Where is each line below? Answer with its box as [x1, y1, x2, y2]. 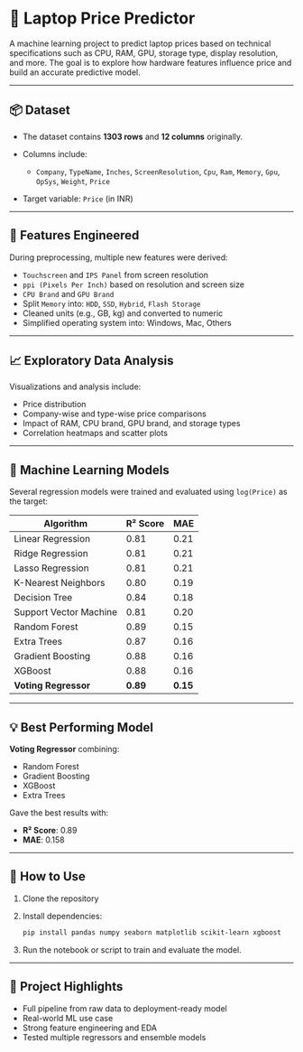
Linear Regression [14, 533, 91, 545]
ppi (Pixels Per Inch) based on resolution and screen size [22, 279, 245, 290]
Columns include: [22, 148, 88, 159]
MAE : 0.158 [22, 834, 65, 845]
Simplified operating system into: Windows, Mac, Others [22, 317, 232, 328]
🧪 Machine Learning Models [9, 462, 170, 478]
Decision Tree [14, 591, 73, 604]
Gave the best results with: [9, 807, 109, 818]
